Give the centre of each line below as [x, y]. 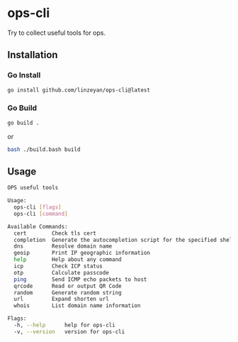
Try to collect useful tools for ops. [57, 33]
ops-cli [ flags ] [38, 207]
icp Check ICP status [58, 266]
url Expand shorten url [62, 299]
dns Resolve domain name [63, 246]
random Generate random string [68, 292]
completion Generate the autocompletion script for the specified [115, 240]
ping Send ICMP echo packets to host [80, 279]
